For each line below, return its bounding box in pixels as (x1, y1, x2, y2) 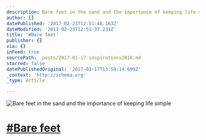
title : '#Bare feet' (6, 32, 59, 38)
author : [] (6, 15, 34, 21)
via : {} (6, 44, 26, 50)
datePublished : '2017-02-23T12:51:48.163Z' (6, 20, 120, 26)
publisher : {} (6, 37, 43, 44)
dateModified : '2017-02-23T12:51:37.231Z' (6, 26, 116, 33)
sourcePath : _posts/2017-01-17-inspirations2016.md (6, 55, 141, 61)
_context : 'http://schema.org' (6, 72, 86, 78)
